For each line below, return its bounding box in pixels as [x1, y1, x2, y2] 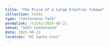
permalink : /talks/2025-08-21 [5, 21, 68, 26]
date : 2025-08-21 [5, 30, 41, 35]
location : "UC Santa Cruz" [5, 35, 61, 40]
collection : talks [5, 12, 43, 17]
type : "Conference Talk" [5, 16, 56, 21]
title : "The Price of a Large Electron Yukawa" [5, 7, 105, 12]
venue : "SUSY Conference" [5, 25, 58, 30]
